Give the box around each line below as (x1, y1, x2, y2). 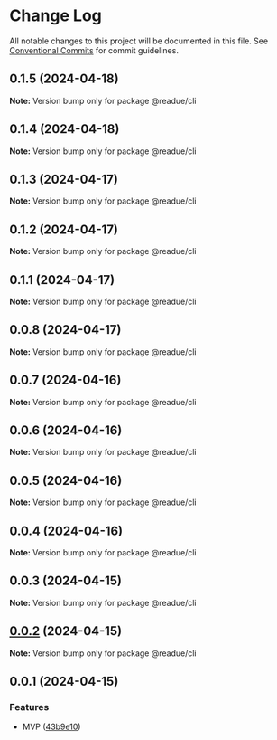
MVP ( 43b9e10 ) (22, 721, 81, 733)
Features (9, 701, 50, 713)
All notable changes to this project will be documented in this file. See (9, 35, 269, 46)
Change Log (9, 5, 102, 26)
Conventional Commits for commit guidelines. (9, 44, 179, 55)
